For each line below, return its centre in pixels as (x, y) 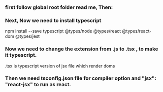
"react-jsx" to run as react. (38, 85)
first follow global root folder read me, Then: (59, 7)
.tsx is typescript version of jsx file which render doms (60, 66)
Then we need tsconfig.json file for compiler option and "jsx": (81, 78)
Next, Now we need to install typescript (53, 20)
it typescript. (21, 55)
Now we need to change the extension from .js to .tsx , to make (82, 49)
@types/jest (28, 36)
